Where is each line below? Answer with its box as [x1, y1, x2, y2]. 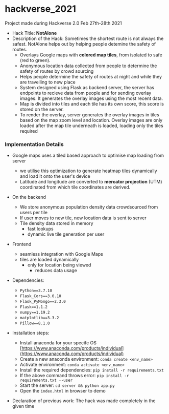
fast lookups [27, 226, 54, 232]
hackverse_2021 [5, 3, 76, 15]
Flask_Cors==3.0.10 [19, 294, 62, 299]
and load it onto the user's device [19, 173, 90, 179]
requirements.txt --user [19, 378, 73, 383]
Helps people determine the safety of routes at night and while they [19, 73, 162, 79]
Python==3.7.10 [19, 288, 52, 294]
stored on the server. [19, 106, 64, 112]
